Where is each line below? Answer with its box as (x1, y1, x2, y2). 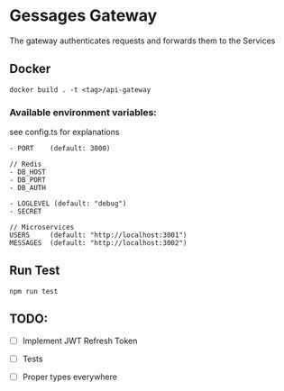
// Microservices (9, 223, 75, 232)
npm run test (9, 286, 59, 296)
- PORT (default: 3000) (9, 144, 111, 153)
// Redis (9, 159, 42, 169)
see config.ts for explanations (9, 127, 120, 138)
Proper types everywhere (22, 371, 117, 382)
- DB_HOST (9, 168, 47, 177)
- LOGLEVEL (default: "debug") (9, 199, 127, 208)
